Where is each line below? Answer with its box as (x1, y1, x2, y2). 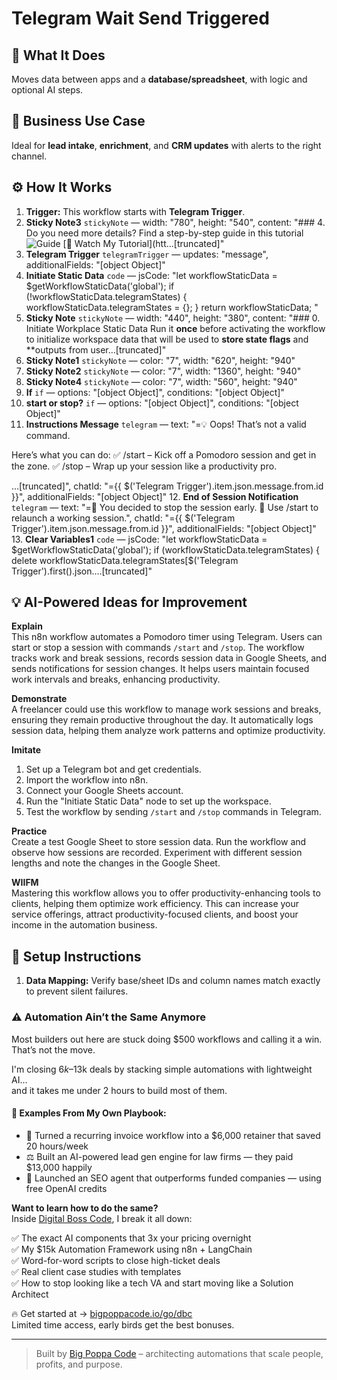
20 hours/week (25, 1140, 89, 1152)
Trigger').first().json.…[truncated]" (11, 565, 153, 577)
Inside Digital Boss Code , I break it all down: (11, 1212, 193, 1224)
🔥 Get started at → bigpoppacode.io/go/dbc (11, 1307, 193, 1319)
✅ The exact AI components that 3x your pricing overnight (11, 1232, 252, 1244)
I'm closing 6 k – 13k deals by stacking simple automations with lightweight (11, 1063, 313, 1075)
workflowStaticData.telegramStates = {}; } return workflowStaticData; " (25, 301, 319, 313)
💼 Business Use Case (11, 113, 146, 130)
